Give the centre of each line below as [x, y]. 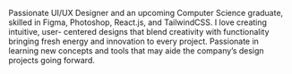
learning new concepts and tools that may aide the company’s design [137, 51]
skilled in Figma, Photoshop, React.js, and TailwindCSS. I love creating [138, 22]
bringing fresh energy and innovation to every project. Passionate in [133, 41]
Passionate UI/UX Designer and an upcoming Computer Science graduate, [146, 13]
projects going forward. [52, 60]
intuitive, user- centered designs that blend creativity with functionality [139, 32]
